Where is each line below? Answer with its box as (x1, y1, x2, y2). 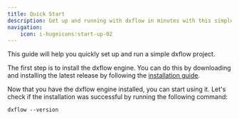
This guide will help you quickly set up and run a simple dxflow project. (7, 50, 216, 58)
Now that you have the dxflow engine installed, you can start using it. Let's (7, 85, 226, 93)
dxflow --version (7, 106, 59, 114)
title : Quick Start (7, 10, 65, 18)
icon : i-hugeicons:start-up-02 (20, 30, 113, 38)
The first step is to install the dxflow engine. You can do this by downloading (7, 63, 231, 72)
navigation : (7, 24, 43, 31)
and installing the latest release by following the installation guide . (7, 71, 201, 80)
